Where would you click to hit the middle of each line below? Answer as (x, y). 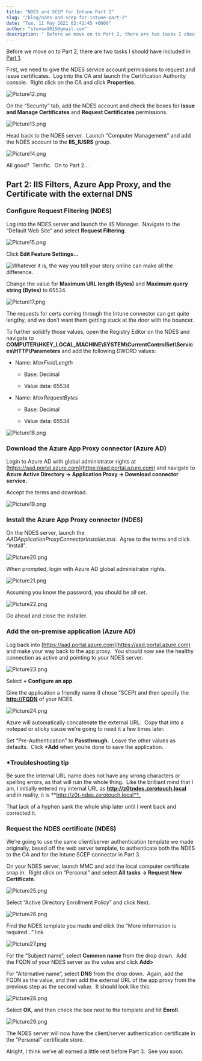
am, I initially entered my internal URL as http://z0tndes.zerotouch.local (96, 789)
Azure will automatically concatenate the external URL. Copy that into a (95, 722)
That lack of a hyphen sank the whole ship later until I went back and (91, 807)
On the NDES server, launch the (46, 533)
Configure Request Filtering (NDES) (59, 211)
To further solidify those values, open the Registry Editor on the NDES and (98, 331)
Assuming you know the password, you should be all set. (77, 593)
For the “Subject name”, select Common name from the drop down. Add (96, 956)
